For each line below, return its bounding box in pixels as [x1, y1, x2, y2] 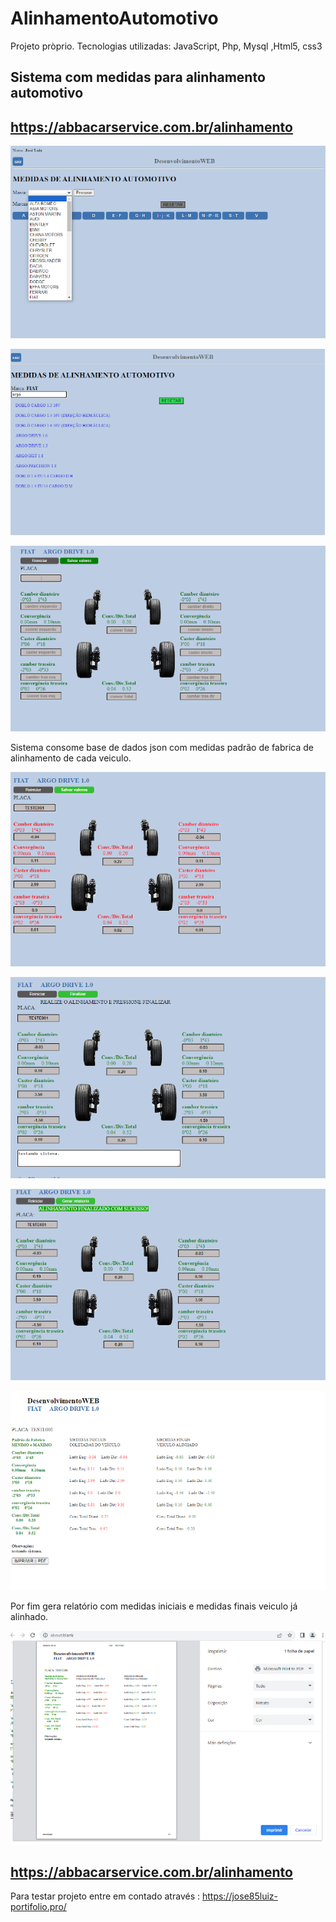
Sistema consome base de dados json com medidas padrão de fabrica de [10, 742, 314, 754]
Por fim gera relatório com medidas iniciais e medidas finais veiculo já [10, 1600, 298, 1612]
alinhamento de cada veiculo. [10, 752, 132, 764]
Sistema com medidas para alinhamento [10, 69, 266, 86]
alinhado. [10, 1611, 49, 1623]
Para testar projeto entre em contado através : [10, 1890, 200, 1902]
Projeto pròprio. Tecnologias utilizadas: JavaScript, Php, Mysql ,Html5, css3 [10, 40, 323, 52]
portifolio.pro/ [10, 1901, 67, 1913]
